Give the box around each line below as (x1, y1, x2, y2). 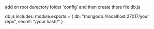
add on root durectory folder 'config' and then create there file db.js (5, 4, 140, 10)
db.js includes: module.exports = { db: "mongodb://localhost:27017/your (5, 14, 149, 19)
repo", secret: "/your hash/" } (5, 19, 63, 24)
